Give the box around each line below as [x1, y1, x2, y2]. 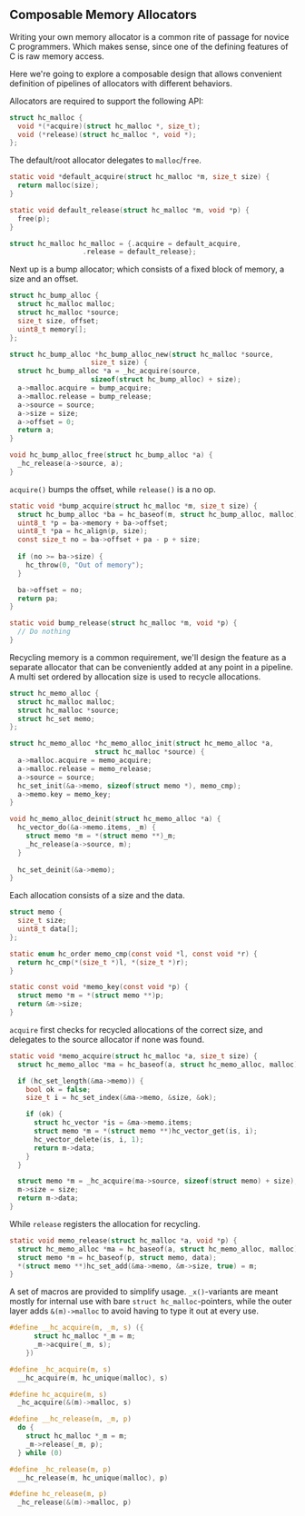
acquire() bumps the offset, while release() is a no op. [9, 483, 216, 494]
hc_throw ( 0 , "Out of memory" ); [25, 560, 144, 570]
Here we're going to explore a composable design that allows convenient [9, 68, 282, 79]
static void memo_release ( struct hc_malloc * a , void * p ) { [9, 1235, 238, 1245]
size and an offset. [9, 273, 79, 284]
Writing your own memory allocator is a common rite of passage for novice [9, 31, 290, 42]
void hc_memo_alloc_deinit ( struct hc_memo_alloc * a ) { [9, 815, 221, 824]
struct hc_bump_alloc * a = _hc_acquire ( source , [17, 367, 202, 376]
